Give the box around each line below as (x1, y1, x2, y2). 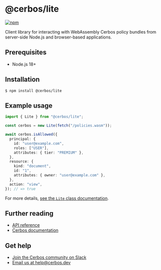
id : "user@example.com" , (14, 141, 64, 146)
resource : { (9, 159, 34, 164)
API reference (12, 222, 40, 228)
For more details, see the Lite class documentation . (5, 195, 109, 201)
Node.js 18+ (12, 61, 36, 67)
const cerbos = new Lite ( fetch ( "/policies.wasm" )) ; (5, 123, 112, 128)
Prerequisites (5, 48, 47, 57)
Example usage (5, 101, 53, 110)
